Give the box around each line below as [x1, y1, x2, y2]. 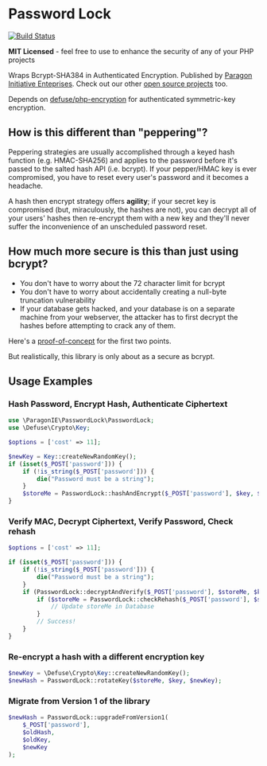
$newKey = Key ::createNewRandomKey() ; [8, 452, 137, 460]
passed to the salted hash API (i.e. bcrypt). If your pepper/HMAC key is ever [8, 164, 257, 174]
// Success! [37, 618, 77, 626]
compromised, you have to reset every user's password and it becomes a [8, 172, 249, 182]
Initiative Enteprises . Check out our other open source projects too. [8, 79, 228, 88]
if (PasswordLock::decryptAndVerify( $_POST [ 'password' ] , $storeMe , [22, 588, 250, 596]
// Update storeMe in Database [50, 603, 155, 611]
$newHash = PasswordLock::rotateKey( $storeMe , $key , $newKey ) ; [8, 676, 222, 685]
